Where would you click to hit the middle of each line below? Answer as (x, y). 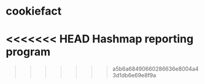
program (28, 52)
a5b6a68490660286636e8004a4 (156, 69)
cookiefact (34, 11)
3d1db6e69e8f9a (134, 75)
